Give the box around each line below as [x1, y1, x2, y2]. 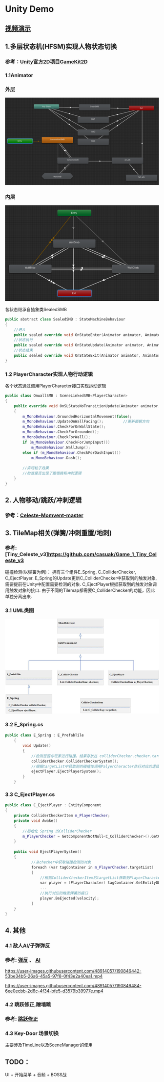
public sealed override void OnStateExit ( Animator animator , [14, 353, 141, 358]
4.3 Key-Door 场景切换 [5, 1029, 59, 1036]
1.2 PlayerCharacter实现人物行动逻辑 [5, 370, 93, 377]
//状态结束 [14, 348, 33, 353]
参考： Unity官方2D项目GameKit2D [5, 58, 88, 65]
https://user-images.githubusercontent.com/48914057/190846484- [5, 983, 142, 989]
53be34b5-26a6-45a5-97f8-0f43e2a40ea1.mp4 [5, 973, 103, 979]
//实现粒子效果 [22, 466, 49, 471]
